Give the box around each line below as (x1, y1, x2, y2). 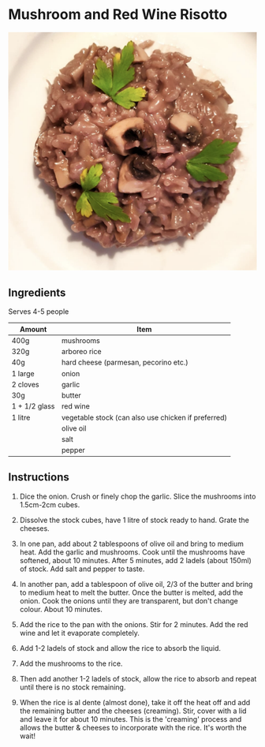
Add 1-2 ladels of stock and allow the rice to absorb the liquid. (19, 643, 221, 652)
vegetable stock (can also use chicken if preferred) (62, 413, 227, 422)
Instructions (8, 471, 69, 484)
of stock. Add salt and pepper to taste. (19, 564, 145, 573)
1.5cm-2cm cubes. (19, 499, 80, 510)
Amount (19, 324, 47, 334)
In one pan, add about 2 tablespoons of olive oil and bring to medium (19, 539, 244, 548)
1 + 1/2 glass (11, 402, 55, 411)
